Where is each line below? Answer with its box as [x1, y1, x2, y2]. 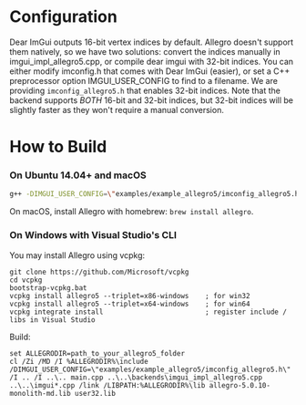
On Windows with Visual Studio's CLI [9, 229, 178, 242]
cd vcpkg [9, 275, 43, 285]
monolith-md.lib [9, 389, 71, 398]
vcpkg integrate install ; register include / [9, 307, 287, 317]
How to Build [9, 137, 107, 157]
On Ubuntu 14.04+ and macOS [9, 169, 148, 182]
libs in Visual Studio [9, 315, 96, 325]
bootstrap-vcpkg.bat [9, 283, 88, 293]
